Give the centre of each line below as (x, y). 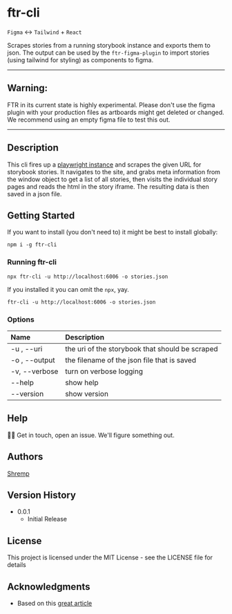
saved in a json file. (35, 194)
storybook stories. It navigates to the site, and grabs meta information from (114, 171)
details (17, 565)
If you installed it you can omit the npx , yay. (68, 289)
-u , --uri (27, 348)
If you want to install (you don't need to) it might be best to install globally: (113, 232)
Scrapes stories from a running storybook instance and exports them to (109, 45)
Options (21, 319)
